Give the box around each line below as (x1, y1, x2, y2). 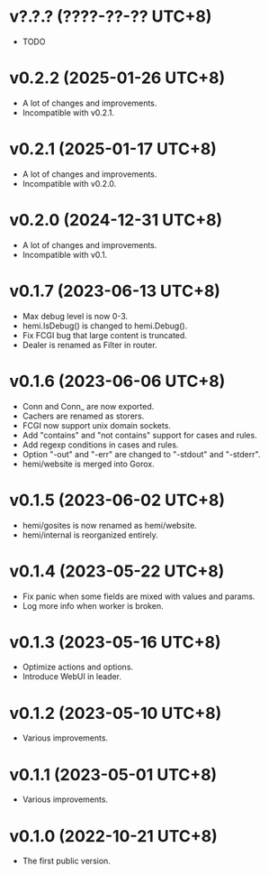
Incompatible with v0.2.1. (22, 106, 115, 118)
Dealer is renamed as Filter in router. (22, 339, 157, 350)
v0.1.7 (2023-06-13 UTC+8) (9, 281, 220, 301)
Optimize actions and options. (22, 661, 133, 673)
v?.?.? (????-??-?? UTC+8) (9, 6, 212, 27)
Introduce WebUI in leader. (22, 671, 122, 682)
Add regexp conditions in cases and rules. (22, 439, 179, 450)
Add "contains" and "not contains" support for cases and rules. (22, 429, 258, 440)
